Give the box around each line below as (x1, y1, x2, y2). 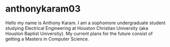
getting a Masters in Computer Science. (5, 36, 90, 42)
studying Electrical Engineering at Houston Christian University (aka (5, 25, 148, 31)
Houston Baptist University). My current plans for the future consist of (5, 30, 153, 36)
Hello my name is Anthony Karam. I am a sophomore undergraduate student (5, 20, 165, 26)
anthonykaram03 (5, 3, 81, 15)
